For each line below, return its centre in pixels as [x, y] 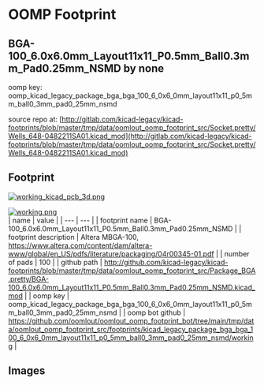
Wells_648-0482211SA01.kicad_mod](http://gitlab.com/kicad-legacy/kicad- [130, 136]
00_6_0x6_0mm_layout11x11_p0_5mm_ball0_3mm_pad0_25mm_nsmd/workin [131, 338]
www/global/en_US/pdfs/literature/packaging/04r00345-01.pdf [111, 253]
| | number [232, 253]
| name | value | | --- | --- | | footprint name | [80, 220]
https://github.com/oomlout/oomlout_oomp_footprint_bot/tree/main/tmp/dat [131, 320]
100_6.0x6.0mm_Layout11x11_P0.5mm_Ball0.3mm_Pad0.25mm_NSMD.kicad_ [132, 287]
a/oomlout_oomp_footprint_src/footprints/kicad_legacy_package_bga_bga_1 [131, 329]
